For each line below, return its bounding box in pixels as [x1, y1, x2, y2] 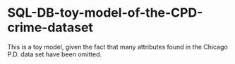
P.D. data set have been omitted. [7, 50, 102, 58]
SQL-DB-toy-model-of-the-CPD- [7, 5, 203, 21]
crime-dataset [7, 19, 94, 35]
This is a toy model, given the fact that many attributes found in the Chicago [7, 42, 228, 51]
